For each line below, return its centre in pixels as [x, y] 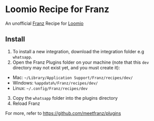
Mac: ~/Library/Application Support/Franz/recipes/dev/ [72, 77]
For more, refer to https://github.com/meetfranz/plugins [63, 113]
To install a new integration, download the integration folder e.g [78, 51]
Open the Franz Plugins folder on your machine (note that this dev [81, 62]
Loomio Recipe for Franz [57, 9]
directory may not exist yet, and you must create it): [66, 67]
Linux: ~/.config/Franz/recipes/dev [50, 88]
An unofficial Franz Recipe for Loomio [44, 23]
